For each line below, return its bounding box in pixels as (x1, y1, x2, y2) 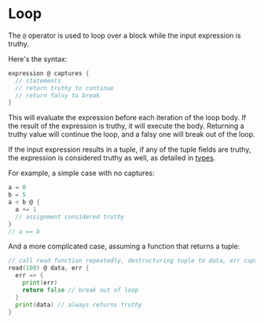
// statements (15, 76, 61, 85)
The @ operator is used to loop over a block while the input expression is (8, 31, 241, 40)
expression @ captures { (8, 69, 90, 77)
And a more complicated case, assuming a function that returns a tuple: (8, 241, 240, 251)
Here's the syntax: (8, 54, 68, 64)
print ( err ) (22, 279, 58, 287)
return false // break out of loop (22, 286, 139, 294)
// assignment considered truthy (15, 213, 125, 221)
